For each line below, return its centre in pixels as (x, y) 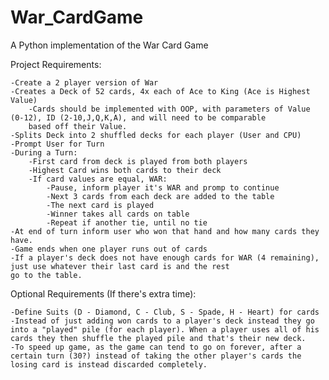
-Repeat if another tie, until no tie (127, 222)
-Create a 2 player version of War (84, 82)
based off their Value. (78, 126)
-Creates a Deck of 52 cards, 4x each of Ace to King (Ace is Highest (160, 91)
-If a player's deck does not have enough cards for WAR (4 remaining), (165, 257)
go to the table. (46, 275)
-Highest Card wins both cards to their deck (125, 170)
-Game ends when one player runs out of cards (109, 249)
